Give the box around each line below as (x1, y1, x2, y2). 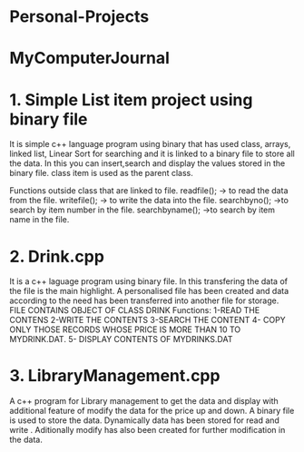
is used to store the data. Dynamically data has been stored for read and (9, 415, 279, 426)
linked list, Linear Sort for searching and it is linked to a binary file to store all (9, 148, 295, 160)
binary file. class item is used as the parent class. (9, 168, 193, 179)
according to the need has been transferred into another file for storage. (9, 295, 279, 306)
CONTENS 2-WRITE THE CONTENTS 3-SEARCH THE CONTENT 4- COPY (9, 315, 286, 326)
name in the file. (9, 214, 70, 225)
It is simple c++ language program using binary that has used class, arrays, (9, 139, 291, 150)
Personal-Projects (9, 6, 150, 27)
